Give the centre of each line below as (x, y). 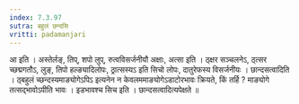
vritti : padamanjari (48, 34)
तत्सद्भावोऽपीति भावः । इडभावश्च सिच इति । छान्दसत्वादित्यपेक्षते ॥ (104, 90)
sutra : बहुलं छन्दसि (39, 26)
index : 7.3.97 (36, 17)
